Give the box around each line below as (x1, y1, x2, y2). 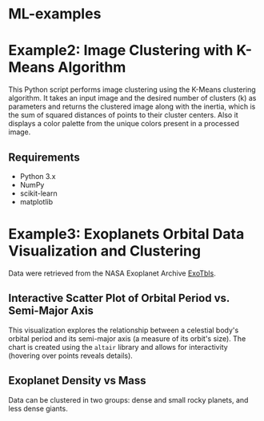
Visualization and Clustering (8, 242, 202, 260)
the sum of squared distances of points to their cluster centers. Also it (8, 110, 238, 120)
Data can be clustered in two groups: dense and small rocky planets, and (8, 395, 249, 404)
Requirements (8, 150, 80, 164)
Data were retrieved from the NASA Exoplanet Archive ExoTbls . (8, 268, 216, 278)
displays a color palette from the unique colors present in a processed (8, 119, 240, 129)
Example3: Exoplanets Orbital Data (8, 225, 245, 244)
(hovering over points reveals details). (8, 351, 134, 360)
